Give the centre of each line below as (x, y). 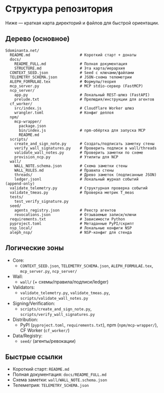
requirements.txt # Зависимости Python (67, 219)
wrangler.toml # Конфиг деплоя (64, 113)
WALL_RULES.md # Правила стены (64, 170)
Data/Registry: (28, 336)
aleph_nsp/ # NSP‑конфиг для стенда (71, 232)
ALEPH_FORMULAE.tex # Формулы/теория (63, 82)
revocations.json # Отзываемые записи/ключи (75, 215)
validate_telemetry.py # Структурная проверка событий (79, 188)
